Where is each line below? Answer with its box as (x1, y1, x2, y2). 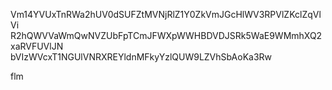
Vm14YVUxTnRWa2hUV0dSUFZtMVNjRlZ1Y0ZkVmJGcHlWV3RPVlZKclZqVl (10, 9, 322, 20)
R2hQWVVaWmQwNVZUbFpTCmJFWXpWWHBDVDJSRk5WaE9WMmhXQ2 (10, 30, 323, 41)
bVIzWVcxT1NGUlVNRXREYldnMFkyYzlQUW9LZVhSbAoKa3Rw (10, 51, 273, 63)
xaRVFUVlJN (10, 40, 64, 52)
